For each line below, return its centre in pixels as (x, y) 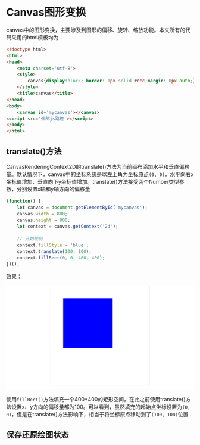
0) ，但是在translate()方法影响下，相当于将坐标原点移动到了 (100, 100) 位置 (97, 414)
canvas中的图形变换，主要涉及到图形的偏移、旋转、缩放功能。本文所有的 (96, 30)
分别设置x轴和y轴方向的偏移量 (53, 189)
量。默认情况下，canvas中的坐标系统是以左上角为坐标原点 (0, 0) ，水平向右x (100, 174)
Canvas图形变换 (46, 12)
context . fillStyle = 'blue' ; (53, 245)
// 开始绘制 (30, 239)
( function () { (24, 201)
